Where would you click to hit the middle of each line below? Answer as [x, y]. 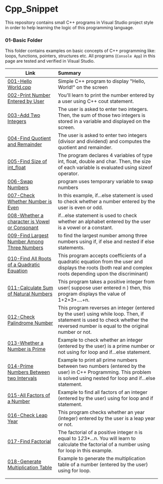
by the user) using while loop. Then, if [101, 314]
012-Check [21, 317]
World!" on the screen [83, 87]
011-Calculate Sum [30, 288]
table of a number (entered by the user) [103, 465]
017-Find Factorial [29, 442]
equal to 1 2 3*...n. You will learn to [97, 438]
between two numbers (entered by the [102, 366]
